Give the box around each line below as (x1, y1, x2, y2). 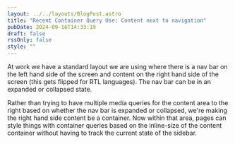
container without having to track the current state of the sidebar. (7, 128, 198, 137)
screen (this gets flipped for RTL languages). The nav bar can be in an (7, 78, 212, 85)
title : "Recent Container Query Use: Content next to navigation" (7, 17, 207, 24)
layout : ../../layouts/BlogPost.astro (7, 10, 121, 18)
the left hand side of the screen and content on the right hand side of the (7, 70, 219, 78)
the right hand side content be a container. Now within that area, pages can (7, 114, 227, 122)
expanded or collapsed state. (7, 85, 92, 93)
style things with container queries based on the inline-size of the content (7, 121, 222, 129)
